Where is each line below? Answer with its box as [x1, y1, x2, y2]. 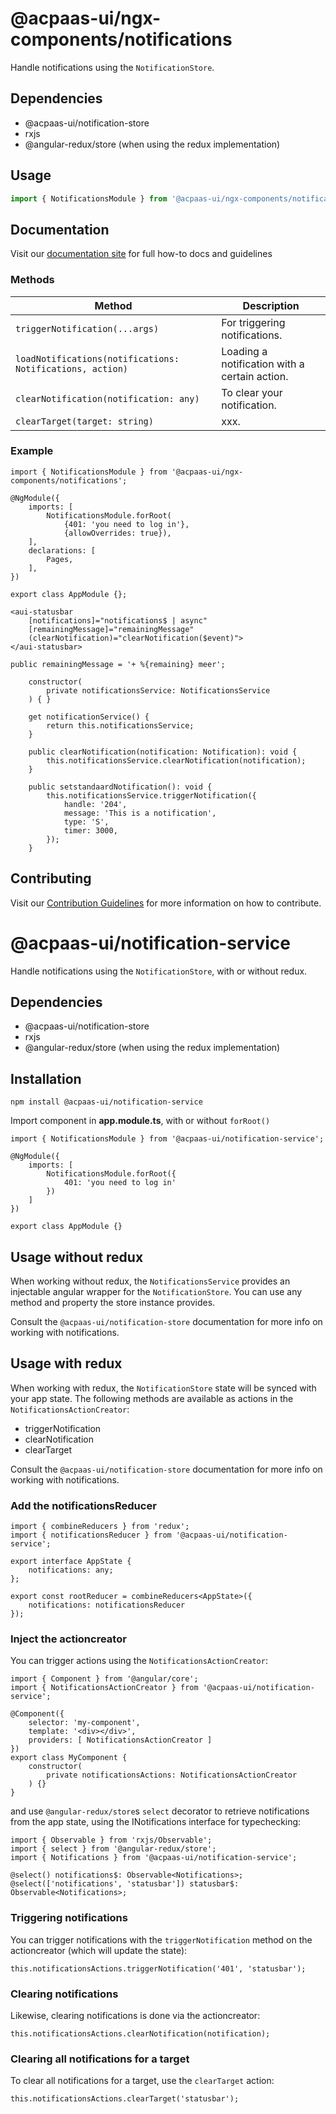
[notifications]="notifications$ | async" [28, 615, 208, 626]
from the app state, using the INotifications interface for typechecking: [10, 1816, 302, 1828]
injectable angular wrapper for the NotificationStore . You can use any [10, 1286, 303, 1298]
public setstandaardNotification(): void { [28, 782, 213, 792]
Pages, [46, 554, 74, 564]
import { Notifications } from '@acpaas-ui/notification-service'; [10, 1853, 298, 1863]
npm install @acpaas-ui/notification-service [10, 1097, 203, 1107]
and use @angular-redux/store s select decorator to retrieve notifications [10, 1805, 310, 1817]
